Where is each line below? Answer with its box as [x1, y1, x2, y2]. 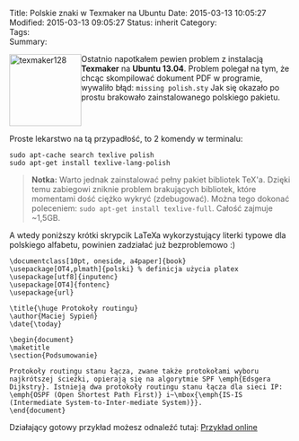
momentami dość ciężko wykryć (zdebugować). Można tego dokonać [31, 193, 290, 204]
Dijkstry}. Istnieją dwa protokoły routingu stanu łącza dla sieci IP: [9, 383, 283, 392]
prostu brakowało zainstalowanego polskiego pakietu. [81, 92, 281, 102]
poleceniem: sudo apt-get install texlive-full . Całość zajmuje [31, 203, 274, 214]
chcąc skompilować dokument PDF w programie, [81, 73, 263, 84]
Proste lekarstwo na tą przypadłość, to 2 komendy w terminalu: [9, 134, 243, 144]
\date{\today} [9, 320, 63, 329]
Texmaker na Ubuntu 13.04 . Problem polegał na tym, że [81, 63, 290, 74]
